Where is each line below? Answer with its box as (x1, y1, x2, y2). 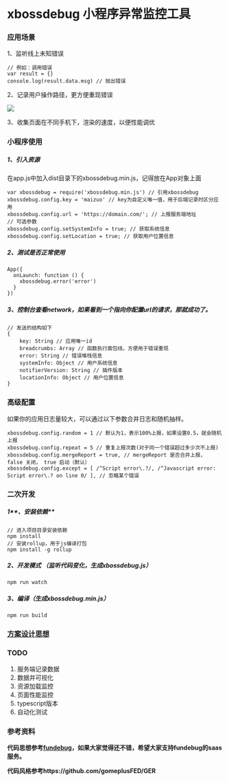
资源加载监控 (16, 682, 53, 690)
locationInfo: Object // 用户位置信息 (19, 374, 124, 382)
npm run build (7, 612, 48, 619)
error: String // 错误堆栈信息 (19, 352, 103, 360)
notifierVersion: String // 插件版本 (19, 367, 123, 374)
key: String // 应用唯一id (19, 338, 93, 345)
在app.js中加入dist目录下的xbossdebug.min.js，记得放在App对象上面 (7, 174, 202, 182)
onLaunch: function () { (13, 272, 84, 279)
